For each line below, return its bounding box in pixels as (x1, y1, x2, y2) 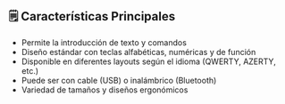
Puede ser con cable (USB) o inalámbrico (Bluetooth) (21, 75, 217, 85)
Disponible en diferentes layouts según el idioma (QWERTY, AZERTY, (21, 56, 276, 67)
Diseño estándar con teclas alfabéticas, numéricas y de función (21, 46, 256, 57)
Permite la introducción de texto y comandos (21, 36, 187, 48)
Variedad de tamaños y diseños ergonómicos (21, 84, 189, 95)
